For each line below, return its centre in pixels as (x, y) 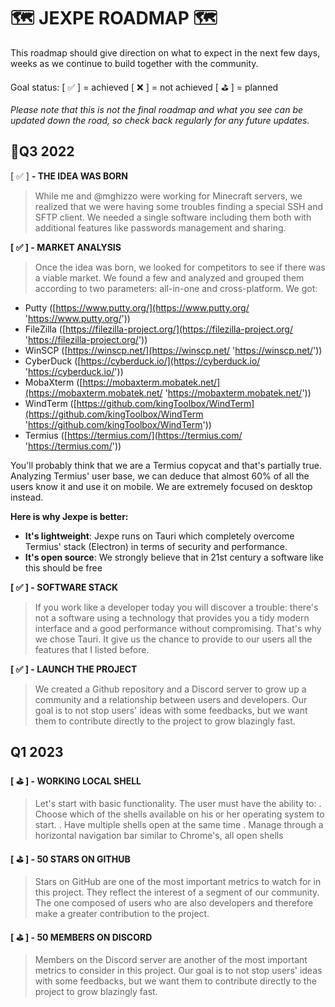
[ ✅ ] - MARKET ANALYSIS (66, 247)
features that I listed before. (92, 649)
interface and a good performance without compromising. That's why (178, 628)
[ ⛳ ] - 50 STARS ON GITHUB (70, 859)
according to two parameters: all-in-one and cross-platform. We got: (176, 288)
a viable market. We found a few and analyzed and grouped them (169, 277)
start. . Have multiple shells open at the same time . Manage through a (179, 824)
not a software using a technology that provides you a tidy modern (172, 617)
